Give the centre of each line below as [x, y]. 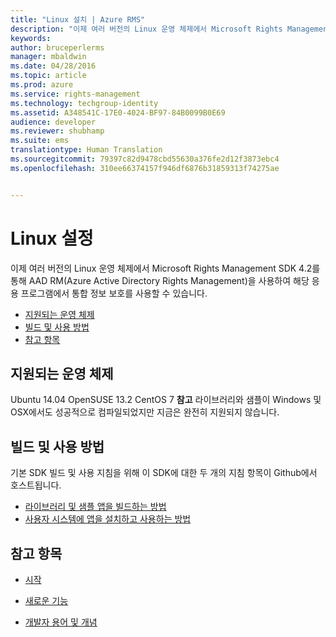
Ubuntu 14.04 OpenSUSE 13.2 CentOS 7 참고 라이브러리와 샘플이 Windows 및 [166, 400]
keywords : [31, 38]
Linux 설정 [52, 238]
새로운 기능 [46, 600]
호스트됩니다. [36, 485]
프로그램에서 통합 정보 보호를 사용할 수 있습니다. [114, 293]
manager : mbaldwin [48, 57]
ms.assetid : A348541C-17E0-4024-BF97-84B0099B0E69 [118, 112]
